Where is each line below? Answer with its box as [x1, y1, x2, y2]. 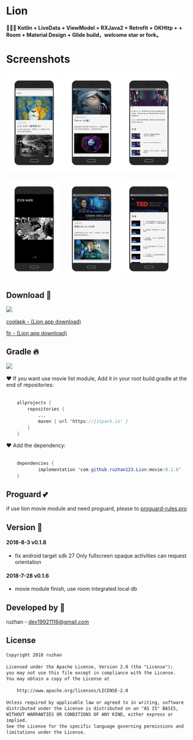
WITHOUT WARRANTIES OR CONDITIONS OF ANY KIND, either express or [6, 711, 173, 717]
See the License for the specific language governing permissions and [6, 723, 184, 729]
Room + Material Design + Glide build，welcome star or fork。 [6, 31, 162, 38]
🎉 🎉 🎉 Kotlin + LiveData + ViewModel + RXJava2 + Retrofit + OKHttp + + [6, 24, 182, 31]
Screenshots [6, 52, 70, 66]
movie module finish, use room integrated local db [14, 585, 137, 593]
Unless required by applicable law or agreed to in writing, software [6, 700, 184, 706]
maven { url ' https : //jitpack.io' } [37, 418, 128, 424]
